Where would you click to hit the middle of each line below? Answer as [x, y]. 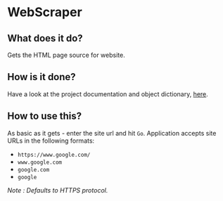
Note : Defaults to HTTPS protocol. [58, 190]
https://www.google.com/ [54, 155]
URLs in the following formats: [51, 141]
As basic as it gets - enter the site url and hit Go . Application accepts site [112, 133]
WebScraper [45, 12]
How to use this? [45, 116]
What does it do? [45, 38]
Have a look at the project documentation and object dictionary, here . [108, 94]
